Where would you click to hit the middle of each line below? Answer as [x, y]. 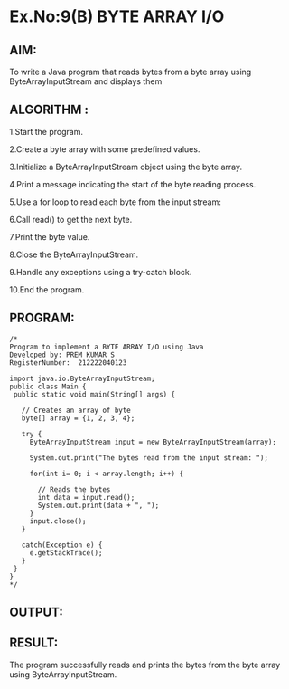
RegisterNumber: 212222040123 [68, 363]
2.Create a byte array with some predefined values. [105, 149]
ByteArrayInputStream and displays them [86, 81]
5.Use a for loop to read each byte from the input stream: [115, 202]
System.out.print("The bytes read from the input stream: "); [149, 458]
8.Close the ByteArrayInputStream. [74, 254]
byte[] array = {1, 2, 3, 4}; [78, 418]
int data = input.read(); [86, 497]
